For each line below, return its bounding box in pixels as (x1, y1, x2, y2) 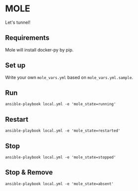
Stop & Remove (5, 168, 53, 177)
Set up (5, 61, 26, 70)
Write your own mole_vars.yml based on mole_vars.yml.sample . (5, 74, 134, 80)
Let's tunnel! (5, 19, 31, 25)
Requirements (5, 34, 49, 42)
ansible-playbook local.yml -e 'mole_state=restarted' (5, 128, 121, 134)
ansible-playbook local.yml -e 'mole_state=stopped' (5, 155, 116, 160)
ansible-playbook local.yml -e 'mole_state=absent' (5, 181, 114, 186)
